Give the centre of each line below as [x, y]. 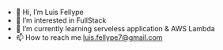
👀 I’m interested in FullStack [61, 20]
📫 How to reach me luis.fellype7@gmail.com [89, 37]
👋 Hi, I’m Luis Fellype [50, 12]
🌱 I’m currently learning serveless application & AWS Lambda [115, 29]
